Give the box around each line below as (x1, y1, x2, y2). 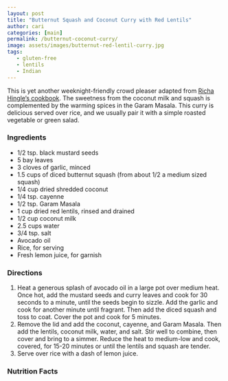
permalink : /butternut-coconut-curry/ (7, 36, 118, 43)
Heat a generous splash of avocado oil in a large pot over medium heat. (16, 283, 220, 292)
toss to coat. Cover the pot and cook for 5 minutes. (16, 313, 161, 321)
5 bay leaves (16, 155, 54, 164)
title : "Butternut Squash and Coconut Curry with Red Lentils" (7, 17, 192, 23)
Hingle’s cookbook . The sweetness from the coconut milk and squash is (7, 94, 211, 102)
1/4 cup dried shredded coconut (16, 185, 109, 193)
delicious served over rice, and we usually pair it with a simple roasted (7, 108, 206, 117)
